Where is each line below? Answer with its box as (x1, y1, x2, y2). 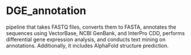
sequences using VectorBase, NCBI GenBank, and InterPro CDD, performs (6, 29, 185, 36)
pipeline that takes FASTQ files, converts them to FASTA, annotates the (6, 23, 176, 30)
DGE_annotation (6, 4, 86, 18)
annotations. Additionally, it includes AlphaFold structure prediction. (6, 42, 169, 49)
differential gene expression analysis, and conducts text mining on (6, 36, 166, 43)
